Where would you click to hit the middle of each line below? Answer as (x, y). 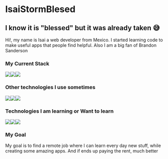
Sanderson (17, 51)
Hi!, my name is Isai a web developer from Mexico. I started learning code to (84, 40)
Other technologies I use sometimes (50, 88)
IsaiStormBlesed (40, 9)
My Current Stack (27, 63)
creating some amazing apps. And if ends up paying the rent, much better (82, 151)
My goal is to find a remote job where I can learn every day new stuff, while (83, 146)
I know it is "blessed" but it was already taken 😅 (82, 28)
